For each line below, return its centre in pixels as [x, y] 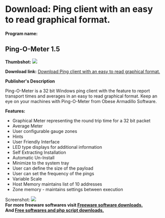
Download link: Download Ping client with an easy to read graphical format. [83, 71]
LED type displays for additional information [57, 147]
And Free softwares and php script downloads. [55, 210]
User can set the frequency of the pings [53, 173]
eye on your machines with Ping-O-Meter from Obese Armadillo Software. [81, 101]
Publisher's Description [30, 81]
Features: [15, 111]
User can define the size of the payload [53, 168]
